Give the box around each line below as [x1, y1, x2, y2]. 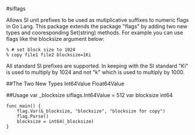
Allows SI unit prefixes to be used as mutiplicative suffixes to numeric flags [6, 17, 189, 23]
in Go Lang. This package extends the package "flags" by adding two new [6, 23, 188, 30]
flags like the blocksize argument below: [6, 36, 105, 42]
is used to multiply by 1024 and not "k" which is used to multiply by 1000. [6, 69, 185, 76]
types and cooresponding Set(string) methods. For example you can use [6, 29, 184, 36]
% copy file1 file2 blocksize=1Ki [6, 52, 92, 58]
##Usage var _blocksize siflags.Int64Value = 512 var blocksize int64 [6, 92, 173, 98]
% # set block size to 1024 [6, 47, 76, 53]
